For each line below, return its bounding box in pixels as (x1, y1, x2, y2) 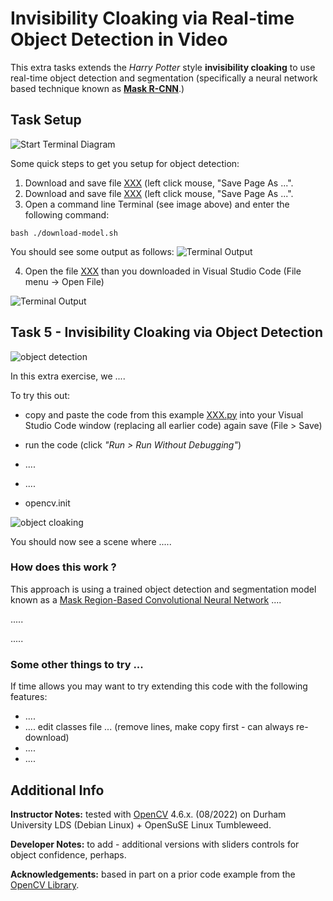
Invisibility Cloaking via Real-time (10, 7, 295, 30)
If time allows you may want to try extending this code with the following (10, 680, 308, 692)
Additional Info (10, 782, 105, 799)
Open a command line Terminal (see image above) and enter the (24, 198, 290, 210)
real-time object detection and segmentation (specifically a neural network (10, 72, 318, 84)
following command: (24, 208, 110, 221)
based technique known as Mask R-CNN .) (10, 82, 185, 94)
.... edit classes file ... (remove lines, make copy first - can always (24, 721, 295, 733)
